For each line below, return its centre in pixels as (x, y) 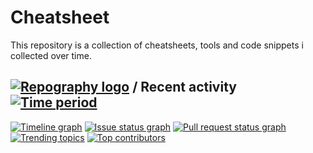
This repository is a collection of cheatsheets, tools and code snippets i (157, 45)
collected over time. (51, 55)
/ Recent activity (184, 87)
